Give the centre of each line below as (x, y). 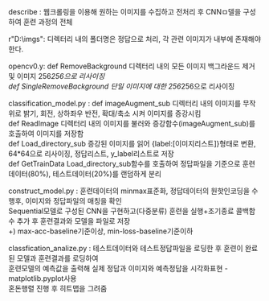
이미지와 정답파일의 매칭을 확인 (73, 201)
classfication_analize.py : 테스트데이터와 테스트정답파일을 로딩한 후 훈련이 (126, 248)
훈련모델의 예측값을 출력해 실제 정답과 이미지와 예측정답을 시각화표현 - (118, 268)
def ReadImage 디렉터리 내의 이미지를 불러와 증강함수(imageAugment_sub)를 (132, 124)
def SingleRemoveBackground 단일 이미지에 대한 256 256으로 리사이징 (122, 86)
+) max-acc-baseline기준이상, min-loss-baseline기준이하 (101, 231)
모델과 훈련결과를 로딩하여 (57, 258)
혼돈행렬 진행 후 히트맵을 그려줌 (58, 289)
